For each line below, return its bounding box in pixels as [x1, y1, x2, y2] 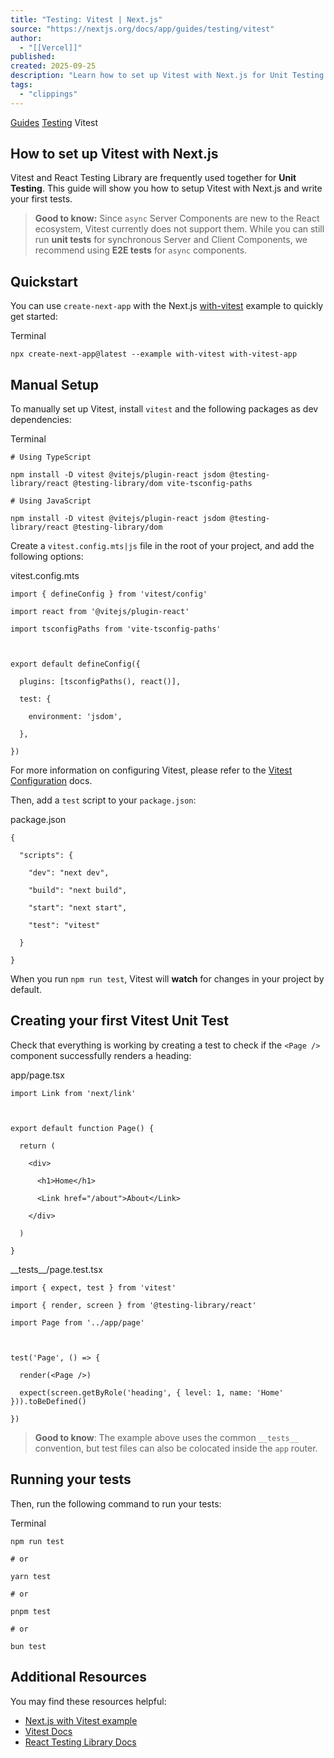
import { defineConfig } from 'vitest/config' [10, 589, 208, 600]
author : [10, 33, 43, 43]
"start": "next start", [28, 903, 128, 913]
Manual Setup [10, 376, 100, 393]
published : [10, 52, 56, 62]
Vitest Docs [24, 1725, 73, 1737]
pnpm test [10, 1606, 52, 1616]
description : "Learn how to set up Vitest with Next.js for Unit [10, 71, 288, 81]
